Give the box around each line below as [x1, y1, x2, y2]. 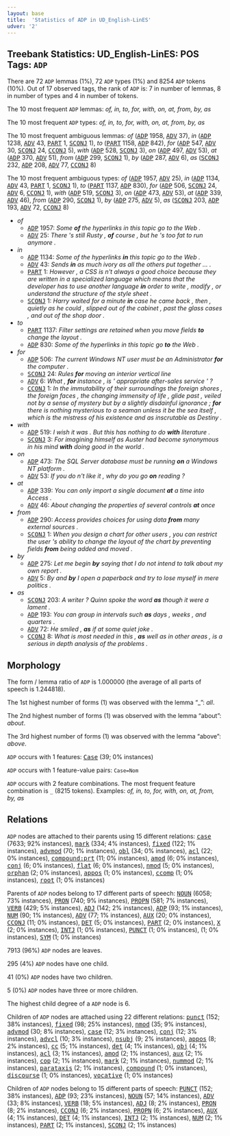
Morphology [7, 660, 61, 671]
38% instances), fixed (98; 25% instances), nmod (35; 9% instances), [7, 1020, 207, 1028]
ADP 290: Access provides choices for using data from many [27, 515, 200, 524]
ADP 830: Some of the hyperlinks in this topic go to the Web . [27, 340, 200, 349]
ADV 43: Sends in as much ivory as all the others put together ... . [27, 260, 212, 268]
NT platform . [27, 465, 65, 473]
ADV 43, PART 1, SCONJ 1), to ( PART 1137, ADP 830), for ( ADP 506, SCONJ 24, [7, 181, 218, 189]
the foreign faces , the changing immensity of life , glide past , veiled [27, 392, 221, 400]
